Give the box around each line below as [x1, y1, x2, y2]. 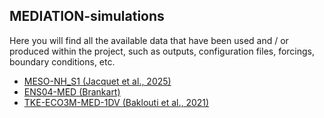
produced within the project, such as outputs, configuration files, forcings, [9, 45, 316, 57]
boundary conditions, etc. [9, 55, 116, 68]
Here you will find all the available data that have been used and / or [9, 34, 289, 46]
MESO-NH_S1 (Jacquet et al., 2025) [23, 75, 172, 87]
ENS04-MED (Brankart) [23, 85, 121, 98]
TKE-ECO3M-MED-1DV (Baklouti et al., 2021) [23, 96, 210, 108]
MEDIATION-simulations [9, 8, 165, 25]
